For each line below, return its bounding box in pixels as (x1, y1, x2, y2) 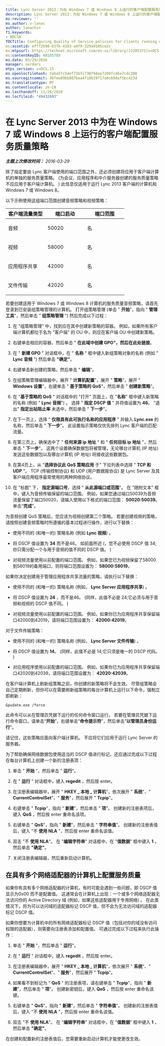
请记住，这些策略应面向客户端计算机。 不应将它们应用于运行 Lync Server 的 (5, 735, 158, 741)
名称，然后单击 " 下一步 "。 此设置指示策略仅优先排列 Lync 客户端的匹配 (12, 423, 157, 429)
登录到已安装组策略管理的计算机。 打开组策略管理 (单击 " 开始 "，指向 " (5, 306, 148, 312)
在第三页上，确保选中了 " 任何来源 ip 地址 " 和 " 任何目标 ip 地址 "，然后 (12, 439, 157, 445)
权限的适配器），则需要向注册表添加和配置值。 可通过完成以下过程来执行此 (5, 926, 155, 932)
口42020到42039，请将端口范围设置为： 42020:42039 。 (12, 670, 131, 676)
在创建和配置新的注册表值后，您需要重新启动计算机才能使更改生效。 (5, 1036, 143, 1042)
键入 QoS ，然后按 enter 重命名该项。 (12, 811, 89, 818)
